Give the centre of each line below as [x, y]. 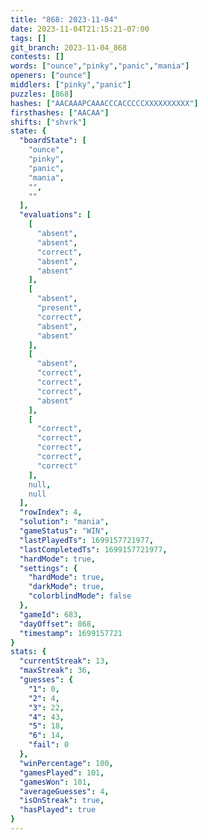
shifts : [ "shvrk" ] [48, 122]
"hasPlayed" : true [58, 810]
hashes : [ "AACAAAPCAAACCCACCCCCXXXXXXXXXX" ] [104, 103]
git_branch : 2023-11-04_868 [69, 47]
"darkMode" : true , [66, 587]
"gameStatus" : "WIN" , [64, 531]
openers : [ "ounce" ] [51, 76]
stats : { [28, 652]
